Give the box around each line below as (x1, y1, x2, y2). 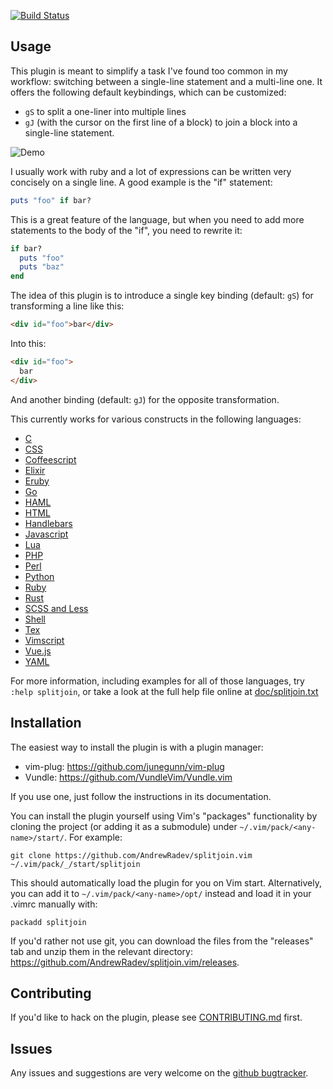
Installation (10, 715, 82, 732)
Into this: (10, 338, 47, 350)
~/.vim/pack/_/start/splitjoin (10, 859, 141, 869)
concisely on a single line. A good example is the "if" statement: (10, 176, 273, 188)
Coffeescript (24, 453, 77, 465)
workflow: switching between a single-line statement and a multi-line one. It (10, 75, 323, 87)
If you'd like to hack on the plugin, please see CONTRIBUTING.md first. (10, 1011, 303, 1024)
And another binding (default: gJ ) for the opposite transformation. (10, 393, 280, 405)
